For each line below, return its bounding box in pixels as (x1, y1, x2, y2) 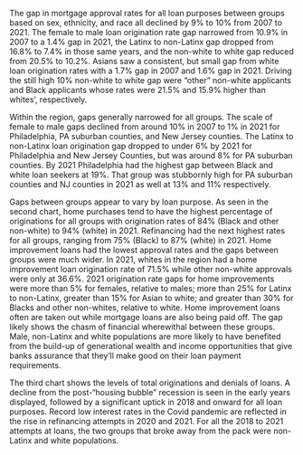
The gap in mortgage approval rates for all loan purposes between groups (9, 8, 285, 18)
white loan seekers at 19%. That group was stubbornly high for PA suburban (9, 169, 294, 180)
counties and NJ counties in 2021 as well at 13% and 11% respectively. (9, 179, 271, 189)
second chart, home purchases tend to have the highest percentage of (9, 206, 273, 216)
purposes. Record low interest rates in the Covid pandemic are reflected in (9, 406, 288, 417)
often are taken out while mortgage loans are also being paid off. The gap (9, 312, 283, 322)
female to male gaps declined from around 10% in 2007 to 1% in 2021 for (9, 121, 280, 132)
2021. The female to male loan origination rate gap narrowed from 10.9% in (9, 27, 289, 37)
